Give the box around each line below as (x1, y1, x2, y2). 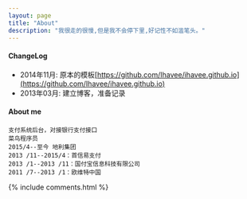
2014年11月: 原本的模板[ (19, 69, 98, 80)
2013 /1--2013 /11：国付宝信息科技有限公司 (8, 160, 141, 168)
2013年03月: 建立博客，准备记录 (19, 88, 126, 98)
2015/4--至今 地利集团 (8, 142, 76, 151)
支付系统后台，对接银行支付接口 (8, 126, 98, 134)
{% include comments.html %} (8, 182, 109, 192)
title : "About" (8, 19, 59, 27)
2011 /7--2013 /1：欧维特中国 (8, 168, 101, 176)
